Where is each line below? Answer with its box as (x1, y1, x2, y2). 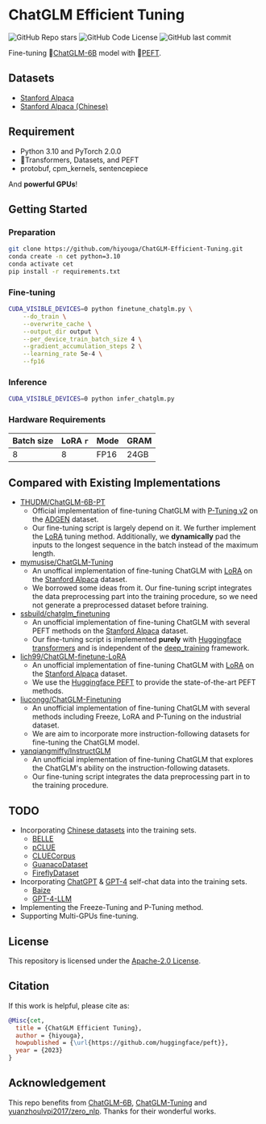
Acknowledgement (8, 1076, 106, 1090)
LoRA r (60, 434, 89, 446)
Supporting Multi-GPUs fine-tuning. (19, 911, 139, 921)
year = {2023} (15, 1046, 63, 1055)
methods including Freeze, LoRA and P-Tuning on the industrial (31, 712, 242, 722)
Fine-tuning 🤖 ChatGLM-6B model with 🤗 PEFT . (8, 48, 162, 57)
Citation (8, 979, 50, 993)
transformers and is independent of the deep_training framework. (31, 644, 250, 653)
